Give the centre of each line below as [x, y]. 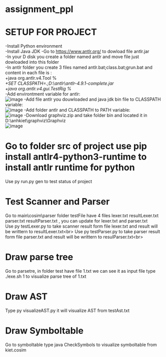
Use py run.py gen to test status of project [49, 182]
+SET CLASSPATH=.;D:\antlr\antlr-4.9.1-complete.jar [59, 83]
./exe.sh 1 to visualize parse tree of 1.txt [46, 276]
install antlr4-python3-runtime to [76, 157]
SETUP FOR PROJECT [51, 32]
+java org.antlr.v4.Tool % [31, 78]
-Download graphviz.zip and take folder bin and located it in [86, 115]
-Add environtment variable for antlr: [43, 94]
